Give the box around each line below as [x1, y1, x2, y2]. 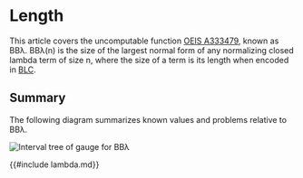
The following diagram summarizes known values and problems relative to [9, 114, 288, 125]
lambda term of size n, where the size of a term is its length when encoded [9, 54, 289, 65]
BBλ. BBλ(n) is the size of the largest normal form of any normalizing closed [9, 44, 295, 55]
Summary [9, 90, 66, 106]
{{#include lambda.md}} [9, 159, 100, 170]
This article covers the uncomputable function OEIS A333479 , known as [9, 35, 279, 46]
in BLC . [9, 64, 36, 75]
